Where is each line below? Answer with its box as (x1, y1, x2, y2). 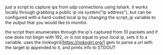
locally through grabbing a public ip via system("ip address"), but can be (5, 9, 152, 15)
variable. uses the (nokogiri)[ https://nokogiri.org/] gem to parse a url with (5, 39, 153, 45)
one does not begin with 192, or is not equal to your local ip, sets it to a (5, 34, 148, 40)
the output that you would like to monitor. (5, 19, 88, 25)
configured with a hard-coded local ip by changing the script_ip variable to (5, 15, 156, 20)
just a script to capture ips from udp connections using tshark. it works (5, 4, 148, 10)
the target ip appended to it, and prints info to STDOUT (5, 45, 116, 50)
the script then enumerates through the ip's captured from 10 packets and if (5, 29, 158, 35)
